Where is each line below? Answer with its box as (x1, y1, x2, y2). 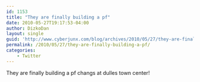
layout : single (6, 31, 44, 37)
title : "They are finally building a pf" (6, 14, 111, 20)
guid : (6, 36, 20, 42)
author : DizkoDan (6, 25, 49, 31)
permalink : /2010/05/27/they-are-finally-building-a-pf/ (6, 42, 151, 48)
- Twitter (17, 53, 42, 59)
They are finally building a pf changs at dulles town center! (6, 69, 150, 76)
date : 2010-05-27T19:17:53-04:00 (6, 20, 89, 26)
